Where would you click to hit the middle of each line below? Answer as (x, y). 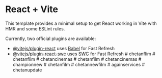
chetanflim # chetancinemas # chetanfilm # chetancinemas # (77, 59)
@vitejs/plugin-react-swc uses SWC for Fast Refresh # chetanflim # (84, 54)
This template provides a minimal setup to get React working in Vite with (81, 23)
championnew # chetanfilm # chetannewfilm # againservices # (79, 64)
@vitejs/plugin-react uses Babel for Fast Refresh (64, 48)
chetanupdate (27, 70)
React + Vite (32, 9)
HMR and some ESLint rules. (35, 28)
